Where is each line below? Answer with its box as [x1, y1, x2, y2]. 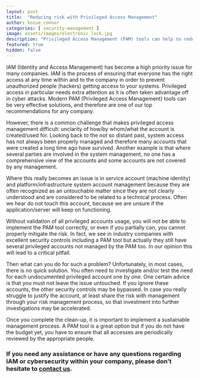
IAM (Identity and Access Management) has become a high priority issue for [6, 63, 192, 71]
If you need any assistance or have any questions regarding [6, 350, 182, 358]
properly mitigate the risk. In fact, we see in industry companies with [6, 230, 174, 237]
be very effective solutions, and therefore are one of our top [6, 101, 153, 108]
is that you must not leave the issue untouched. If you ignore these [6, 279, 169, 286]
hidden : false [6, 47, 41, 53]
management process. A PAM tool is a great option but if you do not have [6, 322, 185, 329]
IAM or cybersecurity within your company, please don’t [6, 357, 172, 365]
